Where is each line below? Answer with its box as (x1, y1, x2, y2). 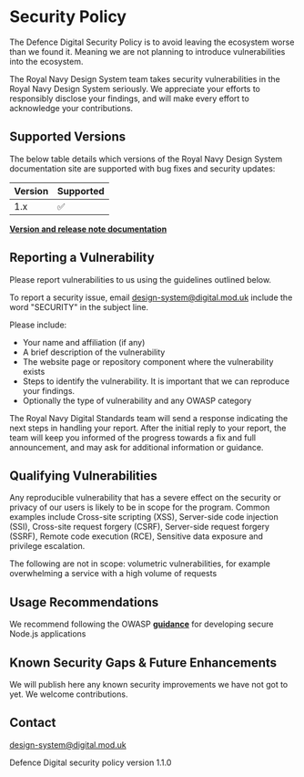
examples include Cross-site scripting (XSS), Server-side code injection (9, 512, 279, 523)
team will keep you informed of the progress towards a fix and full (9, 431, 257, 443)
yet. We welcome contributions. (9, 689, 128, 699)
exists (22, 366, 46, 377)
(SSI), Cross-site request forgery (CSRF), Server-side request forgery (9, 522, 270, 533)
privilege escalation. (9, 541, 86, 552)
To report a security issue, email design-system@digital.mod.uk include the (9, 292, 293, 303)
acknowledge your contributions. (9, 102, 134, 113)
